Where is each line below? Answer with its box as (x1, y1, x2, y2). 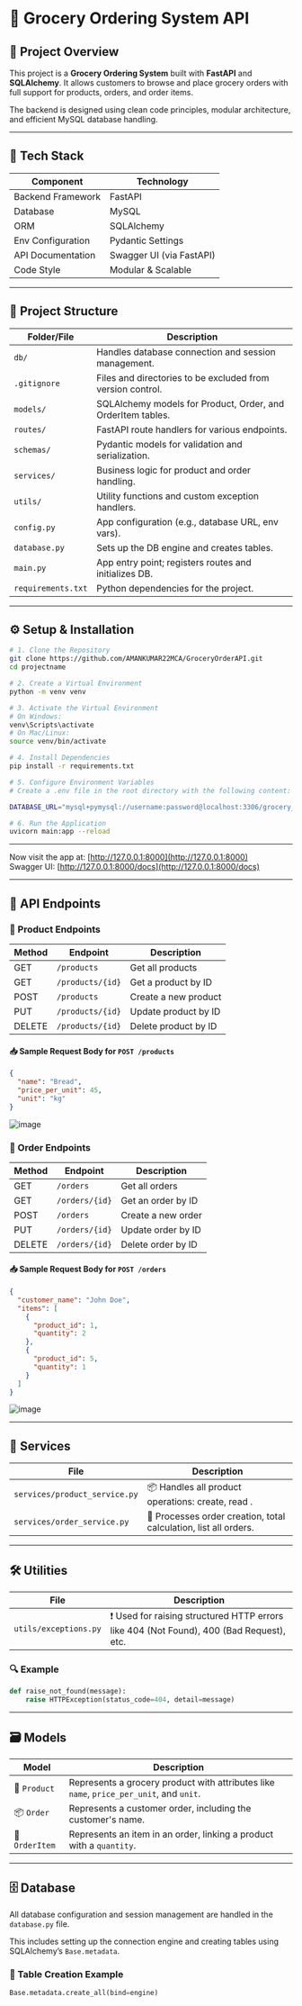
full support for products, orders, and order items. (9, 87, 193, 97)
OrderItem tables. (95, 409, 171, 421)
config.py (13, 522, 56, 532)
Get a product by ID (129, 976, 213, 989)
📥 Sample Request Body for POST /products (9, 1045, 175, 1056)
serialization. (95, 449, 150, 462)
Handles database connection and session (95, 346, 276, 358)
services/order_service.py (13, 1517, 129, 1527)
